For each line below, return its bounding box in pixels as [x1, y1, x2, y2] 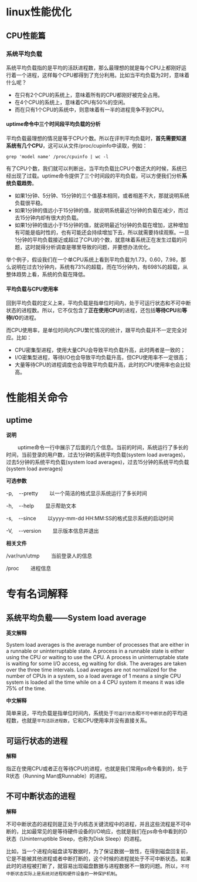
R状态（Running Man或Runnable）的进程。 [6, 773, 110, 780]
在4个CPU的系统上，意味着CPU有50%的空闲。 [14, 98, 128, 106]
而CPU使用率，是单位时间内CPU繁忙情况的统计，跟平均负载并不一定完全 [6, 327, 182, 334]
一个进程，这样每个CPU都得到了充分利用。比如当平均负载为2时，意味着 [16, 71, 190, 78]
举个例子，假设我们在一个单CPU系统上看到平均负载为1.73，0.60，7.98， [6, 256, 181, 263]
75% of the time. [6, 685, 46, 692]
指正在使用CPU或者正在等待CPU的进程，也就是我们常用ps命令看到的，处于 [6, 765, 188, 772]
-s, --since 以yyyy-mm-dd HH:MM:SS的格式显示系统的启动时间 [6, 515, 174, 522]
